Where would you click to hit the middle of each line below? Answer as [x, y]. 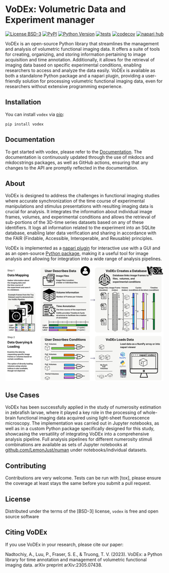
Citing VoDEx [26, 533]
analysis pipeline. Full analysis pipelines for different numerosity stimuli [79, 439]
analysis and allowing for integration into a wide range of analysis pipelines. [83, 259]
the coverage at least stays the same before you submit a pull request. [78, 483]
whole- [150, 413]
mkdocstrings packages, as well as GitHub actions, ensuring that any [77, 162]
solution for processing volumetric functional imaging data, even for [93, 81]
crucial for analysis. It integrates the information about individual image [79, 212]
